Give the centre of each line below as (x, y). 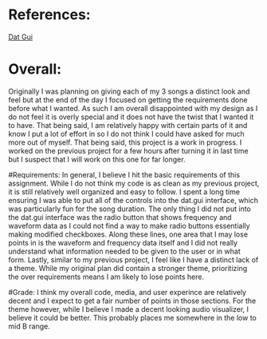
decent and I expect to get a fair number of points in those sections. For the (132, 301)
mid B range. (29, 326)
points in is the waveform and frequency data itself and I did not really (123, 242)
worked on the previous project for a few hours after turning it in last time (128, 150)
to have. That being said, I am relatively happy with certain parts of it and (128, 125)
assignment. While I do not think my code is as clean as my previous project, (134, 183)
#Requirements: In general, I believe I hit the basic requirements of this (124, 174)
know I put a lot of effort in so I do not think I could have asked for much (126, 134)
